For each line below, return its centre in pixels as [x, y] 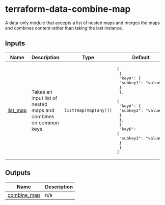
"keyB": [128, 129]
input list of [44, 98]
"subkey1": [131, 83]
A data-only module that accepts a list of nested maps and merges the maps [82, 23]
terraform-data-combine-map [68, 9]
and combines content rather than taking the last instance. [64, 28]
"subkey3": [131, 138]
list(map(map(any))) [88, 110]
